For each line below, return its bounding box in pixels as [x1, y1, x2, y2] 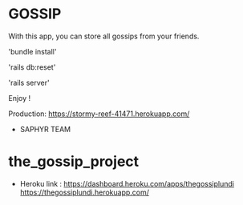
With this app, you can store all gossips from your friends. [8, 31, 200, 41]
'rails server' [8, 78, 50, 87]
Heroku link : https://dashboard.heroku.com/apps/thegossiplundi [19, 179, 235, 188]
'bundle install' [8, 46, 57, 56]
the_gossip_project [8, 153, 140, 171]
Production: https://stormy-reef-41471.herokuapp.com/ [8, 109, 190, 119]
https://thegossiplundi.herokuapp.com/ [19, 187, 150, 197]
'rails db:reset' [8, 62, 56, 72]
